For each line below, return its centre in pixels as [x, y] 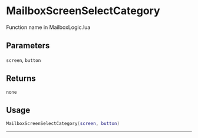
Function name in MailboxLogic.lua [48, 27]
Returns [21, 79]
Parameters [28, 46]
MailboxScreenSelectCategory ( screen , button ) [63, 124]
